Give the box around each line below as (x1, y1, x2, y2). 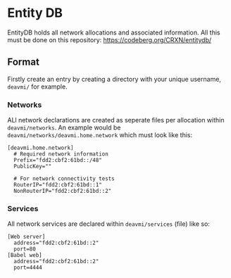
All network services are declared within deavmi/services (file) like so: (7, 220, 210, 228)
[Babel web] (7, 252, 42, 259)
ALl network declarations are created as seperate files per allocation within (7, 116, 225, 125)
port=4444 (13, 264, 42, 272)
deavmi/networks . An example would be (7, 123, 121, 132)
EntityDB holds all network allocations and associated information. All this (7, 28, 220, 37)
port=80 (13, 246, 37, 253)
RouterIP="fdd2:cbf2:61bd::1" (13, 182, 102, 189)
